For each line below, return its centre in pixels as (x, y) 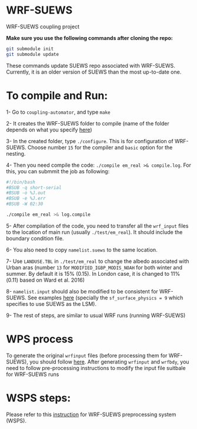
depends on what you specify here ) (49, 130)
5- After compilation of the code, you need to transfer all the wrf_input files (97, 226)
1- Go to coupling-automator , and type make (58, 112)
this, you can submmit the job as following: (58, 171)
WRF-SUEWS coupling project (43, 27)
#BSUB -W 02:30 (25, 204)
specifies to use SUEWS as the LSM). (51, 303)
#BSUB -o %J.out (26, 193)
